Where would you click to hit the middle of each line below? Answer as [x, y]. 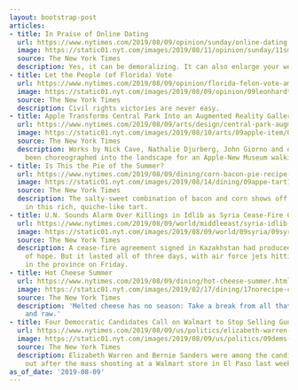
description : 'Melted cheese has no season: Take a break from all [145, 306]
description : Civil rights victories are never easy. [118, 108]
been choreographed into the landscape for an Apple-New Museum [146, 157]
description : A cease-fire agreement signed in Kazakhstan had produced [154, 248]
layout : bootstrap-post [53, 17]
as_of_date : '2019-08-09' [57, 372]
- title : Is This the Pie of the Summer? [87, 166]
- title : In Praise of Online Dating [79, 34]
